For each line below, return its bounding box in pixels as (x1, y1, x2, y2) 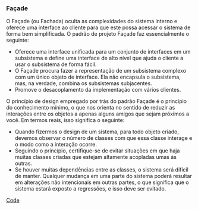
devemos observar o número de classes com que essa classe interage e (14, 135, 193, 142)
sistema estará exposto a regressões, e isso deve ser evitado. (14, 185, 166, 192)
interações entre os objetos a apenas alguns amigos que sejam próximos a (6, 110, 189, 117)
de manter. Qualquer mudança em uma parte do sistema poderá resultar (14, 173, 192, 180)
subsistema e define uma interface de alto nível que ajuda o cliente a (14, 55, 184, 62)
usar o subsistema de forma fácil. (14, 61, 97, 68)
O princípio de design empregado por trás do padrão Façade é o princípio (6, 98, 187, 105)
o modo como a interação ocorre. (14, 141, 97, 148)
